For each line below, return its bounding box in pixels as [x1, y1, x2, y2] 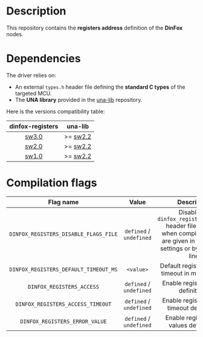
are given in [162, 236, 195, 245]
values [169, 321, 188, 329]
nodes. [6, 30, 24, 37]
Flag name [48, 198, 79, 206]
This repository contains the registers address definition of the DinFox [6, 24, 183, 31]
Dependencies [6, 52, 81, 66]
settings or [159, 244, 191, 253]
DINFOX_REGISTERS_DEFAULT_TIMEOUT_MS [9, 266, 118, 272]
